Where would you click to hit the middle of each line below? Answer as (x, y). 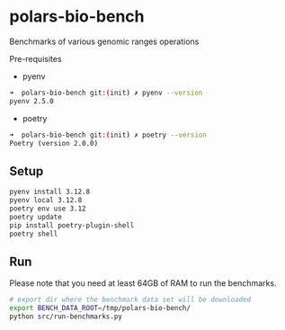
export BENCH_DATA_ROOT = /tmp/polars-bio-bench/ (100, 308)
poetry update (36, 217)
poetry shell (34, 234)
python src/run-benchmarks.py (66, 317)
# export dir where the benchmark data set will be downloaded (130, 300)
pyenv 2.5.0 (31, 101)
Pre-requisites (36, 58)
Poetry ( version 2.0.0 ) (54, 143)
